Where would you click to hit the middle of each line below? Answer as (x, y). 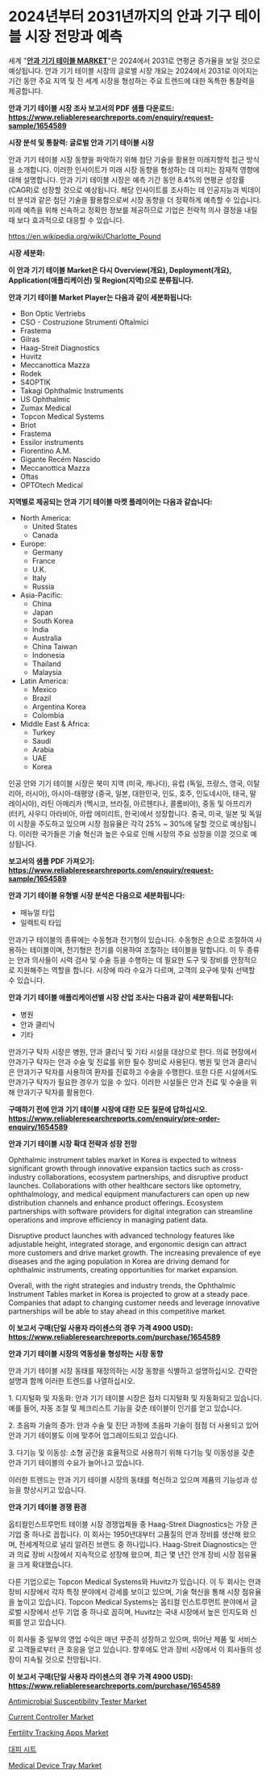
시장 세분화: (27, 253)
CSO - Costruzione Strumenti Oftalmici (84, 322)
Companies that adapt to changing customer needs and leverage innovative (134, 1302)
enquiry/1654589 (38, 1126)
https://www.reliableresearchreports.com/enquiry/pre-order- (114, 1118)
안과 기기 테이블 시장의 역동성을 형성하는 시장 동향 (86, 1353)
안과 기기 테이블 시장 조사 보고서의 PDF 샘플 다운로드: (91, 108)
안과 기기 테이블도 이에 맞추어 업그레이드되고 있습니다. (93, 1435)
